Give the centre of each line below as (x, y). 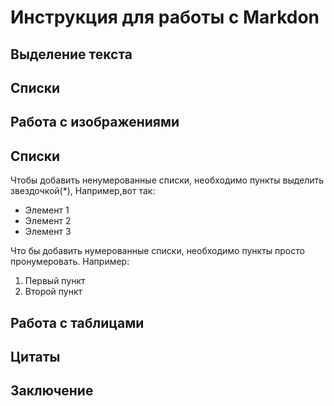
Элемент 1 (47, 210)
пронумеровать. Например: (70, 262)
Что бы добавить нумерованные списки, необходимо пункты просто (157, 251)
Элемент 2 (48, 221)
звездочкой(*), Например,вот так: (83, 191)
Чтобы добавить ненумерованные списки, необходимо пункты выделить (167, 180)
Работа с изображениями (95, 122)
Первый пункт (55, 281)
